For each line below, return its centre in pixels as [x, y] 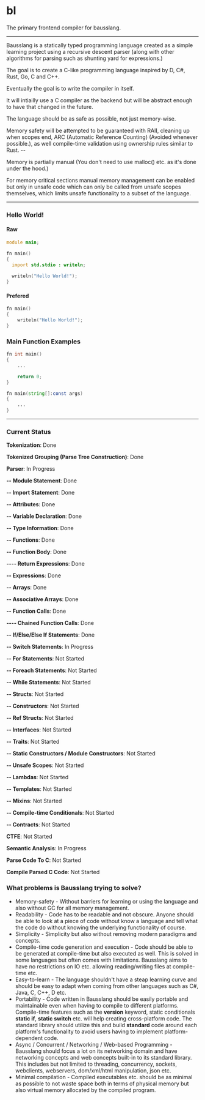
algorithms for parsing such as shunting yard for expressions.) [85, 58]
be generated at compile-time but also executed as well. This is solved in [107, 953]
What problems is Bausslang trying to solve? [74, 888]
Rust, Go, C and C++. [33, 77]
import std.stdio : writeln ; [49, 265]
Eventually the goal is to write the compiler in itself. [70, 88]
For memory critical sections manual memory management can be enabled [101, 180]
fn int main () [24, 354]
